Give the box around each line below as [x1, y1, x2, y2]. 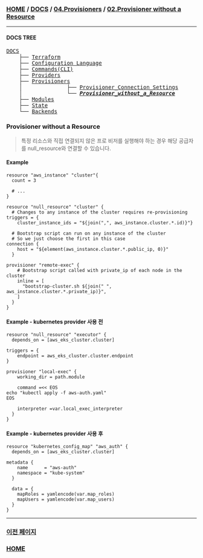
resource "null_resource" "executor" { [6, 332, 107, 338]
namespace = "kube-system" [17, 470, 85, 476]
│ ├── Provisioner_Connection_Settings [19, 83, 179, 91]
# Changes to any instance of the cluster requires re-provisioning [11, 209, 188, 215]
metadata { [6, 459, 34, 466]
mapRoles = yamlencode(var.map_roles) [17, 491, 115, 498]
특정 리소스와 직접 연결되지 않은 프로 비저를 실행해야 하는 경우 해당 [21, 137, 178, 144]
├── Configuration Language [19, 59, 102, 67]
